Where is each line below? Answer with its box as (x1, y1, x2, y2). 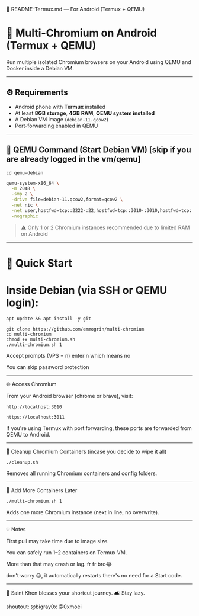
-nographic (11, 213, 38, 219)
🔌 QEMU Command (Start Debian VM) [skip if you (6, 145, 191, 155)
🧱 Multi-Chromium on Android (6, 27, 157, 40)
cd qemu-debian (6, 169, 44, 176)
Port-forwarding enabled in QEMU (14, 122, 98, 129)
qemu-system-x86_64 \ (6, 180, 60, 186)
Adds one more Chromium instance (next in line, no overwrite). (6, 508, 159, 515)
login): (6, 296, 39, 310)
